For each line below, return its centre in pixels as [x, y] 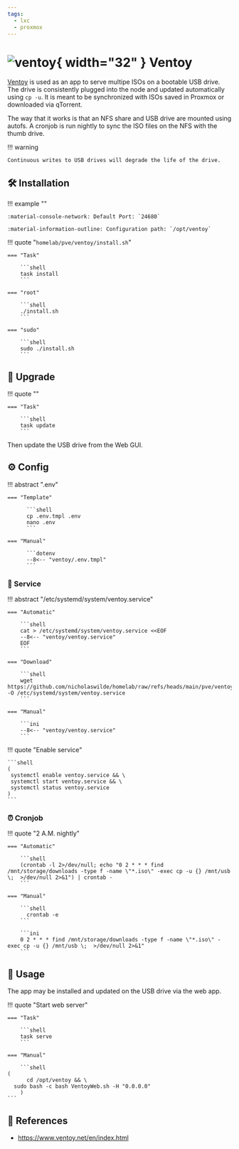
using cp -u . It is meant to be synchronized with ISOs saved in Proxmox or [116, 97]
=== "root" [23, 293]
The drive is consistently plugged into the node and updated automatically [116, 90]
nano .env [41, 522]
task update [38, 425]
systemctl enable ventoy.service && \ [68, 776]
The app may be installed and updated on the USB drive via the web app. [115, 991]
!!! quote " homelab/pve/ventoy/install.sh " [69, 242]
